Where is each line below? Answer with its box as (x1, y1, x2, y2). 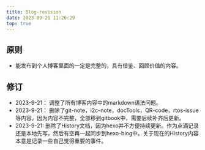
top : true (6, 20, 32, 26)
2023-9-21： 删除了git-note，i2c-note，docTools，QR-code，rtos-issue (15, 107, 199, 114)
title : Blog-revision (6, 9, 62, 15)
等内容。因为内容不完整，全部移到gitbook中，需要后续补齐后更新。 (15, 114, 185, 121)
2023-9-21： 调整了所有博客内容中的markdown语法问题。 (15, 99, 162, 106)
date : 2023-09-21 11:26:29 (6, 15, 75, 21)
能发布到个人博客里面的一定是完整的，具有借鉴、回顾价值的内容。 (15, 62, 182, 69)
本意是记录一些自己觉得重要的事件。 (15, 137, 107, 144)
